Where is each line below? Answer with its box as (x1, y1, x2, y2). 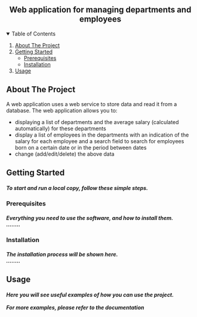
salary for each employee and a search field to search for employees (14, 137, 184, 144)
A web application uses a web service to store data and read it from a (6, 100, 177, 107)
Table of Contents (11, 30, 56, 37)
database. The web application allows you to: (6, 107, 118, 114)
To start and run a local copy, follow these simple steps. (6, 184, 148, 191)
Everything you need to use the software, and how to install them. (6, 214, 174, 221)
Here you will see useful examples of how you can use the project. (6, 291, 174, 298)
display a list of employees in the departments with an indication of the (14, 131, 189, 138)
